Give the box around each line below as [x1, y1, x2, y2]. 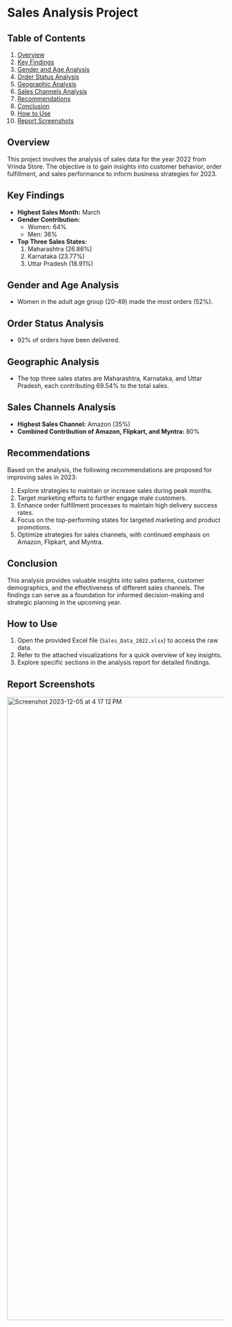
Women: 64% [27, 222, 67, 231]
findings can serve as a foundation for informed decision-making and [7, 590, 204, 599]
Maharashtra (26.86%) [27, 244, 93, 253]
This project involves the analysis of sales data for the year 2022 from [7, 155, 206, 163]
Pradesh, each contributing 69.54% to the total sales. [17, 382, 169, 390]
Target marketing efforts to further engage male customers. [17, 494, 187, 502]
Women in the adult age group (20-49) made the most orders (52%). [17, 298, 213, 306]
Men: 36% [27, 230, 57, 238]
